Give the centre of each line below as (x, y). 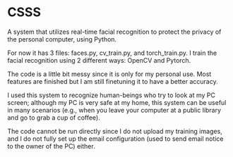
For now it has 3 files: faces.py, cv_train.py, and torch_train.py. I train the (112, 53)
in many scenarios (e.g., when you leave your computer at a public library (114, 110)
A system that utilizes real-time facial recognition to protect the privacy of (114, 32)
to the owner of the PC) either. (51, 146)
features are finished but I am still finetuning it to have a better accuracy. (113, 81)
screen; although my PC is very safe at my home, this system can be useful (117, 102)
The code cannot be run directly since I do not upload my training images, (115, 131)
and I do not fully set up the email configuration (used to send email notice (115, 139)
